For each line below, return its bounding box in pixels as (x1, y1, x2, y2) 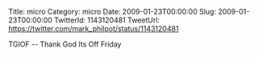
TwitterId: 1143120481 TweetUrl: (53, 15, 160, 25)
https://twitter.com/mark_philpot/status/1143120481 (8, 24, 179, 33)
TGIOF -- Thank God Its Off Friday (8, 39, 122, 49)
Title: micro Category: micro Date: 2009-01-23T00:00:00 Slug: (8, 7, 216, 16)
